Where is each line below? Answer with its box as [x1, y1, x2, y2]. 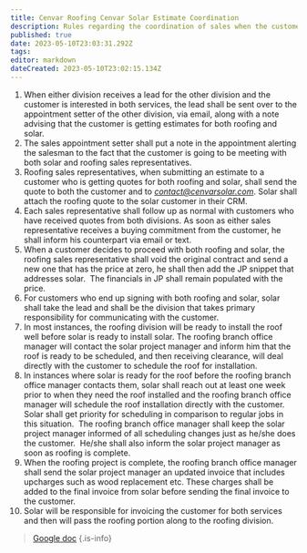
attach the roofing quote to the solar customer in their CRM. [23, 195, 249, 206]
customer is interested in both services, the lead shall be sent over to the [23, 98, 297, 109]
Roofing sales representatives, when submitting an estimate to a [23, 166, 265, 178]
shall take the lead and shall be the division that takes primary [23, 302, 256, 312]
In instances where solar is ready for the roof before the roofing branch [23, 370, 292, 381]
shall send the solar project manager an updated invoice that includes [23, 466, 285, 477]
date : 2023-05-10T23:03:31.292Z [10, 38, 133, 48]
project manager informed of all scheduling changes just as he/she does [23, 427, 296, 438]
